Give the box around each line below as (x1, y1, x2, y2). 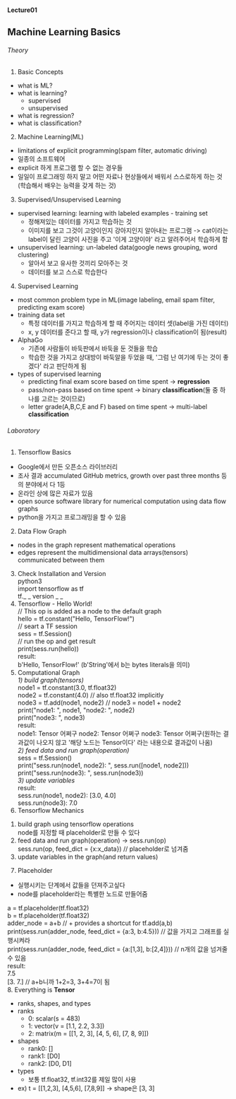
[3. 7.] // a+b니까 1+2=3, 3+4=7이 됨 (7, 977, 111, 986)
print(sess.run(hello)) (17, 645, 80, 653)
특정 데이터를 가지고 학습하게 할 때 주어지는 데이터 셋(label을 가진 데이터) (27, 319, 229, 328)
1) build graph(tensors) (17, 676, 85, 685)
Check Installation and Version (17, 570, 106, 578)
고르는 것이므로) (41, 394, 86, 403)
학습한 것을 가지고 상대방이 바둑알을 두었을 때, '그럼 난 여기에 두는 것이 (27, 353, 222, 362)
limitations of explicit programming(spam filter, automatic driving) (17, 146, 208, 155)
